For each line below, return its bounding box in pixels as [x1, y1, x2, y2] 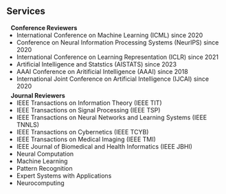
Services [6, 5, 46, 17]
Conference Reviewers [10, 23, 78, 32]
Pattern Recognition [16, 164, 73, 172]
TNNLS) [16, 120, 39, 129]
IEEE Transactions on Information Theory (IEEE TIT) [16, 99, 162, 107]
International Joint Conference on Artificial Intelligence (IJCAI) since [16, 75, 210, 83]
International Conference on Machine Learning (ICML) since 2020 [16, 31, 203, 39]
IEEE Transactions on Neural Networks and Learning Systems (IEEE [16, 113, 207, 121]
